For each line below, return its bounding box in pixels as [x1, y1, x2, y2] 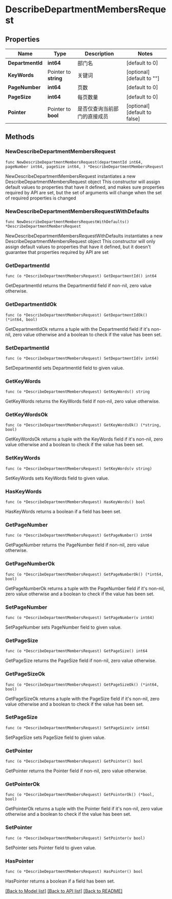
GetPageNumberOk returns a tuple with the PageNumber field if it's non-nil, [5, 585, 165, 591]
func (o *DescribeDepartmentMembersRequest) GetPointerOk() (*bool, [5, 792, 155, 797]
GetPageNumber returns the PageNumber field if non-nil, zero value [5, 542, 149, 548]
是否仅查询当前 [77, 105, 114, 112]
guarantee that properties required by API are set [5, 249, 109, 255]
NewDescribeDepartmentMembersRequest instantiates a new [5, 173, 136, 179]
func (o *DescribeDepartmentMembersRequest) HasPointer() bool [5, 869, 143, 874]
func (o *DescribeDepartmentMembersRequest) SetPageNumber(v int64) [5, 615, 155, 620]
